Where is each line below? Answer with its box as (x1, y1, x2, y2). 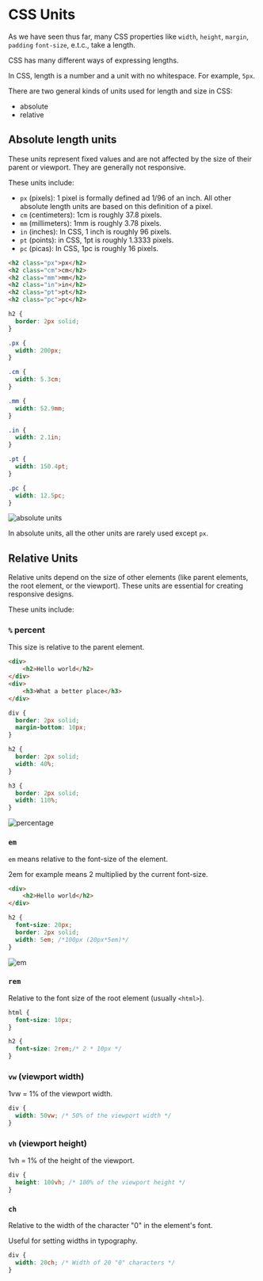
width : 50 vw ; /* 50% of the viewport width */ (15, 1111, 172, 1120)
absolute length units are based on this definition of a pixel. (19, 201, 213, 211)
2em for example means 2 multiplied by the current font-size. (8, 869, 208, 879)
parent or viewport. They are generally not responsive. (8, 162, 186, 172)
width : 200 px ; (15, 346, 62, 354)
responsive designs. (8, 589, 74, 599)
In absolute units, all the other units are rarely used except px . (8, 528, 208, 538)
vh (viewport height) (8, 1138, 87, 1149)
